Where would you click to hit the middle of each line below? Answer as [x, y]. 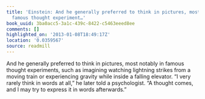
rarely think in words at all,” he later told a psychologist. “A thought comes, [100, 82]
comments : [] [23, 29]
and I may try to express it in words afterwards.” [67, 89]
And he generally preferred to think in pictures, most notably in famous [95, 63]
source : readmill [28, 46]
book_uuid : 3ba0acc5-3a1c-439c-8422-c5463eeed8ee [71, 23]
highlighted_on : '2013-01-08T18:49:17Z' [59, 35]
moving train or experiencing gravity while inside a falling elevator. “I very [99, 76]
